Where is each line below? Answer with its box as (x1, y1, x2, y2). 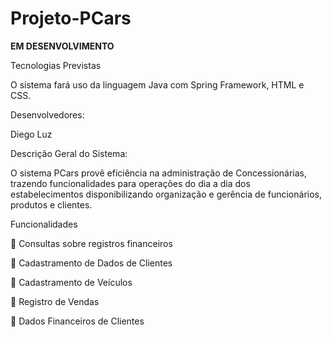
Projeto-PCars (10, 7, 132, 30)
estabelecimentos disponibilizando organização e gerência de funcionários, (10, 188, 322, 200)
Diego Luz (10, 128, 53, 140)
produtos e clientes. (10, 198, 93, 211)
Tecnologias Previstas (10, 59, 102, 71)
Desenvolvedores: (10, 108, 85, 121)
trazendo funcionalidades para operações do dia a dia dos (10, 177, 251, 189)
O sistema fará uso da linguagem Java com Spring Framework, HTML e (10, 78, 305, 91)
